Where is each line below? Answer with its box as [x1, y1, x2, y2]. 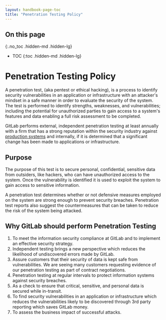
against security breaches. [12, 277, 67, 283]
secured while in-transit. [12, 288, 62, 294]
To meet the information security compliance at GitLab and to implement [12, 235, 161, 241]
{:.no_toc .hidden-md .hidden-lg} [5, 43, 73, 50]
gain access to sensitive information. [5, 182, 80, 188]
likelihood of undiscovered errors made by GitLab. [12, 251, 115, 257]
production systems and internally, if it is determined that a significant [5, 134, 148, 140]
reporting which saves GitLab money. [12, 304, 89, 310]
